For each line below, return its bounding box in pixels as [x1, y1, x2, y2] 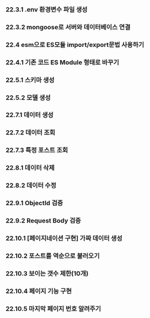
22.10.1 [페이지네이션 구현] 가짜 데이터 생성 [5, 234, 122, 242]
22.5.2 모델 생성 [5, 93, 51, 101]
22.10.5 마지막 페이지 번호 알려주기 [5, 304, 101, 313]
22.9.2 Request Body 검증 [5, 216, 82, 224]
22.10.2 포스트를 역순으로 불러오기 [5, 251, 100, 260]
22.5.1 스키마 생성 [5, 76, 55, 84]
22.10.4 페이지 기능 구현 [5, 287, 72, 295]
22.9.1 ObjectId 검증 [5, 199, 64, 208]
